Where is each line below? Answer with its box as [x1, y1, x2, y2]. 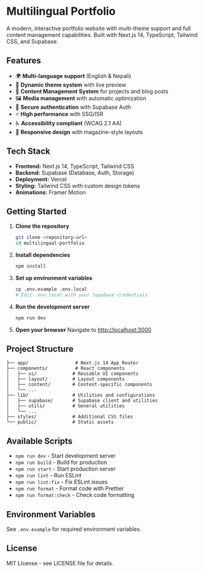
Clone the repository [15, 222, 69, 230]
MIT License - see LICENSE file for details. [6, 559, 114, 566]
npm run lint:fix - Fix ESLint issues [15, 478, 108, 486]
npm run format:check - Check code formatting [15, 492, 135, 499]
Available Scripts [6, 436, 73, 446]
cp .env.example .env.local [15, 286, 87, 292]
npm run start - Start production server [15, 465, 116, 472]
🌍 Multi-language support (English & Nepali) [15, 72, 131, 79]
